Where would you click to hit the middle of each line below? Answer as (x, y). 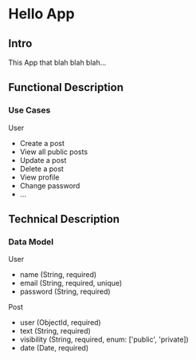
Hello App (41, 14)
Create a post (42, 143)
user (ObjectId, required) (60, 322)
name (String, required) (58, 275)
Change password (50, 185)
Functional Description (66, 87)
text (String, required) (55, 331)
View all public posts (54, 152)
